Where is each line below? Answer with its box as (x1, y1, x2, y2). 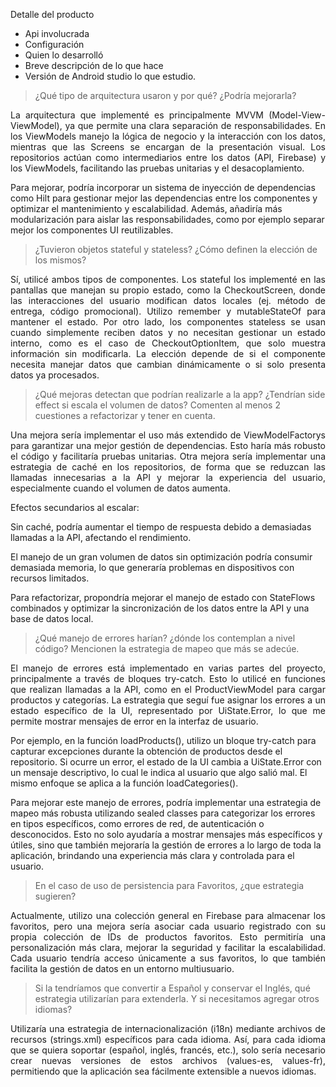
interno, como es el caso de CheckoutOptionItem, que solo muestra (10, 337, 326, 349)
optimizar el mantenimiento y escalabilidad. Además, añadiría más (10, 203, 283, 214)
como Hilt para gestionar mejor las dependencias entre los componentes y (10, 192, 318, 204)
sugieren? (34, 890, 77, 902)
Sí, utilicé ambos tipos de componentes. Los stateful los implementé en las (10, 274, 326, 285)
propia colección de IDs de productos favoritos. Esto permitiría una (10, 931, 326, 943)
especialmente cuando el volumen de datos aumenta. (10, 482, 231, 494)
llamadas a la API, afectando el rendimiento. (10, 532, 192, 543)
